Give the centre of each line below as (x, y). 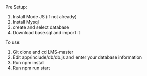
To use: (13, 42)
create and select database (41, 27)
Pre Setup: (16, 7)
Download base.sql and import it (46, 33)
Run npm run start (31, 68)
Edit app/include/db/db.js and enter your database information (77, 57)
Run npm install (28, 63)
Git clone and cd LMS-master (43, 52)
